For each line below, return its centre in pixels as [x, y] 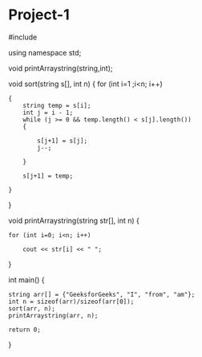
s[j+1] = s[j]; [63, 141]
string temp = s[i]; [57, 105]
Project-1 [39, 15]
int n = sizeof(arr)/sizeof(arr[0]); [71, 302]
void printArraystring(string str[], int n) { [74, 220]
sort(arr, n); [32, 308]
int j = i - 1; [48, 113]
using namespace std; [45, 52]
